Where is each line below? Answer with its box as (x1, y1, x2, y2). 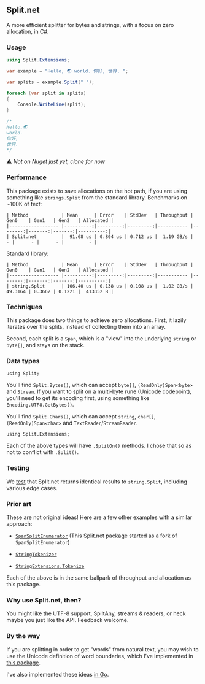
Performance (6, 173, 47, 182)
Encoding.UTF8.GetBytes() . (6, 401, 74, 409)
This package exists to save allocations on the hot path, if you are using (6, 187, 188, 194)
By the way (6, 632, 41, 640)
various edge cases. (6, 484, 58, 491)
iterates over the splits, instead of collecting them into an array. (6, 323, 166, 331)
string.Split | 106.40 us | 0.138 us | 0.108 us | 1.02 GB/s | (12, 283, 193, 289)
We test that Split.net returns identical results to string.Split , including (6, 478, 187, 485)
